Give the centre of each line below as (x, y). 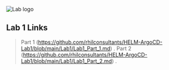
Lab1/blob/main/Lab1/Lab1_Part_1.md (65, 48)
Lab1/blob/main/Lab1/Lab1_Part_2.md (66, 61)
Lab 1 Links (27, 28)
